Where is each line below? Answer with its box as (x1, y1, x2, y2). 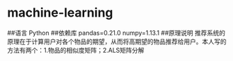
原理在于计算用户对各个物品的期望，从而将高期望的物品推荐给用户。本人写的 (7, 37, 227, 46)
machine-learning (7, 5, 113, 21)
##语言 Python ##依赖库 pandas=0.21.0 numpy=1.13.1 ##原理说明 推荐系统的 (7, 28, 226, 37)
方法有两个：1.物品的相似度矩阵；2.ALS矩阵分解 (7, 46, 145, 54)
